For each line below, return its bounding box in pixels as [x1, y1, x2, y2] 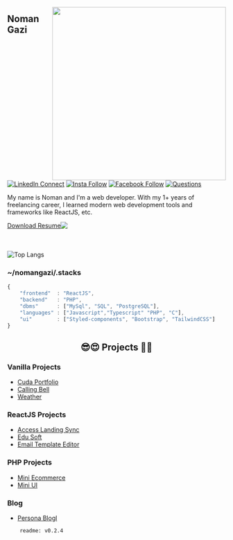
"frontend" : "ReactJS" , [19, 290, 95, 297]
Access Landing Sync [17, 426, 80, 434]
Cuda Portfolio [17, 378, 59, 386]
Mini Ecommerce [17, 473, 66, 482]
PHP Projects [7, 458, 53, 467]
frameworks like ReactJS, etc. [7, 208, 92, 216]
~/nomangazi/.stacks [7, 268, 82, 277]
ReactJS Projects [7, 410, 67, 419]
